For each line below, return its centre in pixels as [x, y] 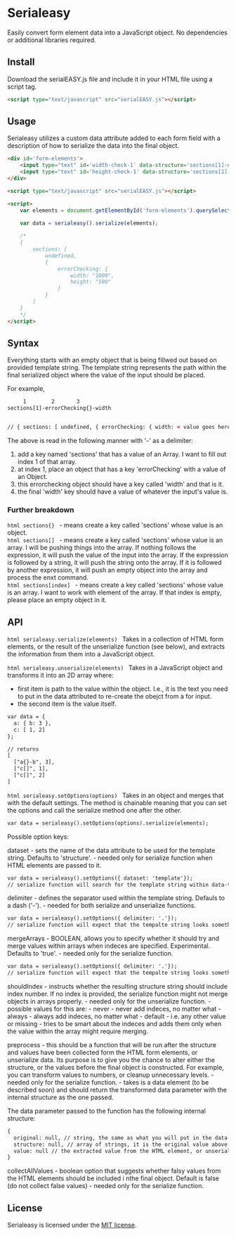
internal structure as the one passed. [60, 1097]
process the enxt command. [48, 578]
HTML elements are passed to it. [54, 865]
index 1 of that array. [47, 462]
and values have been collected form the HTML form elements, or [103, 1052]
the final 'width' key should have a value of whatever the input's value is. [123, 492]
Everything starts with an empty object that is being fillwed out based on [112, 360]
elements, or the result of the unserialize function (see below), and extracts [116, 647]
